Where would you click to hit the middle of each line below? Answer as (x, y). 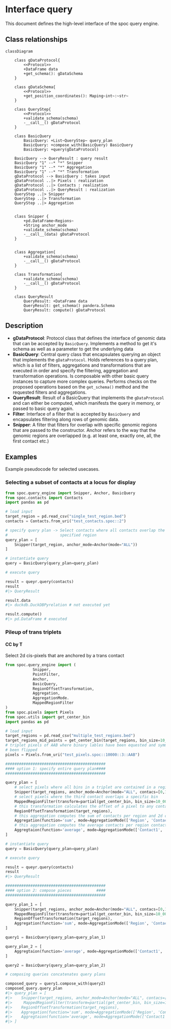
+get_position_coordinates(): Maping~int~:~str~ (76, 96)
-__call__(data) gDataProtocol (57, 234)
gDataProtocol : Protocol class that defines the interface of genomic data (89, 338)
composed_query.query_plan (34, 988)
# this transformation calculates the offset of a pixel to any (84, 806)
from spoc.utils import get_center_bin (48, 717)
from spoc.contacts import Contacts (44, 498)
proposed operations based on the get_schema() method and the (80, 387)
